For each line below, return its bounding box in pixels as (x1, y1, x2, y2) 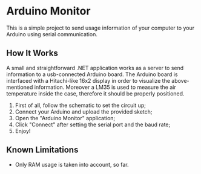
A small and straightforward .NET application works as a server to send (6, 64, 184, 71)
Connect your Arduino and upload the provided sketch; (15, 108, 153, 115)
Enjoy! (15, 127, 31, 134)
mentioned (6, 83, 33, 91)
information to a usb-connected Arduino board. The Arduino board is (6, 71, 178, 78)
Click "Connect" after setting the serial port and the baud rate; (15, 121, 171, 128)
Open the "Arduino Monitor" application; (15, 114, 116, 121)
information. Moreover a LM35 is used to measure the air (34, 83, 177, 91)
